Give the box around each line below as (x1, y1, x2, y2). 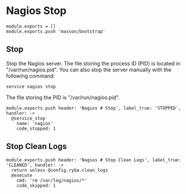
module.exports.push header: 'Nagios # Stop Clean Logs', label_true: (6, 157, 181, 163)
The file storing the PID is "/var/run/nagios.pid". (6, 93, 120, 101)
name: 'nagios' (16, 120, 54, 126)
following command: (6, 72, 55, 79)
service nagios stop (6, 84, 57, 89)
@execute (11, 172, 33, 178)
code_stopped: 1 (16, 126, 57, 131)
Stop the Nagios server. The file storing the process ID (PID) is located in (6, 60, 181, 67)
